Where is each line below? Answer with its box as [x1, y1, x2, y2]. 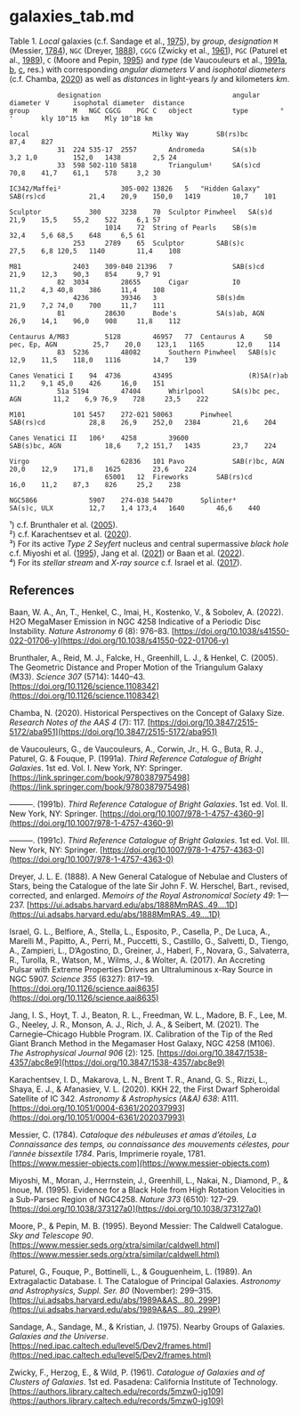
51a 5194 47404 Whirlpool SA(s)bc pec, [56, 386, 280, 395]
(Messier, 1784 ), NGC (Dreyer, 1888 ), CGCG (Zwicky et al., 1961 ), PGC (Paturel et [9, 45, 287, 55]
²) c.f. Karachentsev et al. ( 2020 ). [9, 528, 132, 540]
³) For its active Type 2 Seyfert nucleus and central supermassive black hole [9, 538, 289, 549]
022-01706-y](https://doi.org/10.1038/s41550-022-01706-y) [9, 635, 230, 646]
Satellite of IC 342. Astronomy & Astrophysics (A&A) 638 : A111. [9, 1093, 239, 1103]
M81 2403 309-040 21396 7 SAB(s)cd [9, 262, 265, 271]
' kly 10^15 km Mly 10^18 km [9, 114, 153, 123]
